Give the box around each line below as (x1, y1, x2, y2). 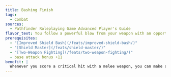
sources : (5, 21, 24, 27)
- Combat (10, 17, 28, 22)
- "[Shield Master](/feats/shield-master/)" (10, 45, 106, 50)
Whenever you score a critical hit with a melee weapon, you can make (10, 64, 163, 69)
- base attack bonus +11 (10, 54, 63, 60)
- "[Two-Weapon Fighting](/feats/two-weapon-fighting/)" (10, 50, 133, 55)
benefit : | (5, 59, 28, 64)
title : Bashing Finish (5, 7, 53, 13)
